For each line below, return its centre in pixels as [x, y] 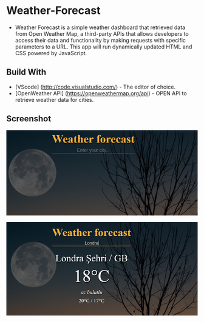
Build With [26, 72]
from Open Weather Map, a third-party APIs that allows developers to [102, 33]
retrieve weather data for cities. [54, 99]
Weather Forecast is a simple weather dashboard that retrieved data [100, 27]
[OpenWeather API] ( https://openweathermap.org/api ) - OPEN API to [101, 93]
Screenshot [29, 119]
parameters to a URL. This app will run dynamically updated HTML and [104, 47]
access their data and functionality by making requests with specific [100, 40]
